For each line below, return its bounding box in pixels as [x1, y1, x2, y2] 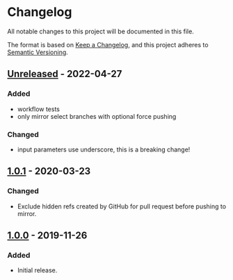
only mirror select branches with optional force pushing [17, 112, 177, 120]
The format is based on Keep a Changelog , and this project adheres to [7, 40, 209, 49]
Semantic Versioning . [7, 48, 68, 56]
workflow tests [17, 105, 61, 113]
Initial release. [17, 266, 58, 274]
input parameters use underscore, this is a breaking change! [17, 145, 191, 154]
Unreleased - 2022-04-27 [7, 68, 122, 80]
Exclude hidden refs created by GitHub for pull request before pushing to [17, 202, 227, 211]
